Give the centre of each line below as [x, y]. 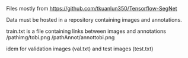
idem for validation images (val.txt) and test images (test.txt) [80, 49]
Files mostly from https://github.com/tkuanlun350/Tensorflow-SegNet [92, 8]
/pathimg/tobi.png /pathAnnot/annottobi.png [60, 37]
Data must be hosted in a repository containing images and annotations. [94, 20]
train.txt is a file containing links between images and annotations [86, 31]
